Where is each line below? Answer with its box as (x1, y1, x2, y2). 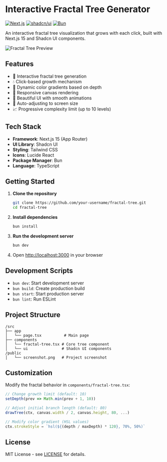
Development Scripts (5, 266, 73, 275)
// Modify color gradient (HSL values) (5, 419, 89, 424)
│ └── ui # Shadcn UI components (5, 346, 112, 351)
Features (5, 60, 34, 69)
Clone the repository (12, 191, 57, 197)
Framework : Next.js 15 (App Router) (12, 136, 88, 142)
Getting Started (5, 177, 55, 186)
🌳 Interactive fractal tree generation (12, 73, 87, 79)
